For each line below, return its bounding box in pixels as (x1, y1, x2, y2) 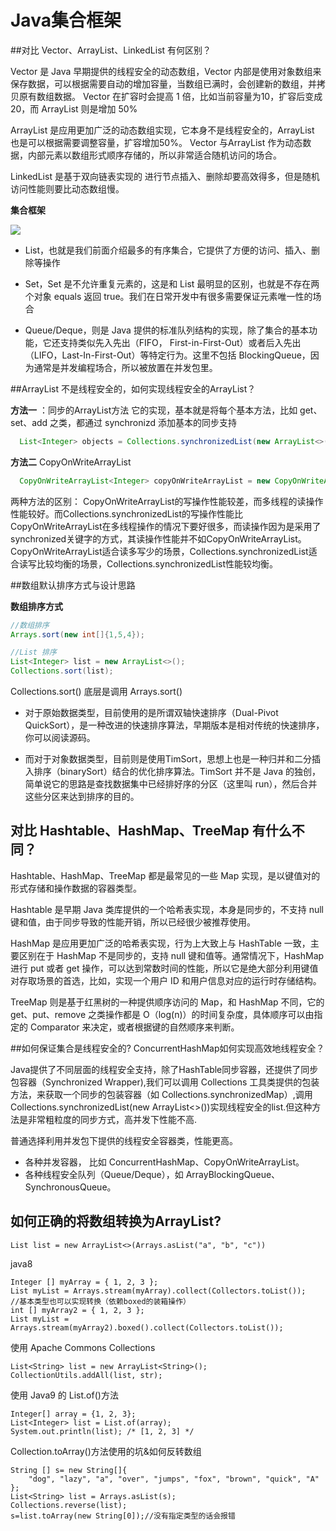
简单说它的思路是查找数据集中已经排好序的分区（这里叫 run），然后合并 (24, 778, 318, 790)
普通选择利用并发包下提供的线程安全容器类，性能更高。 (10, 1134, 238, 1146)
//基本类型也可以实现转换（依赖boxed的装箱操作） (10, 1296, 191, 1306)
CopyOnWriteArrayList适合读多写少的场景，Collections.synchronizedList (10, 545, 309, 557)
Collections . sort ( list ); (10, 666, 114, 676)
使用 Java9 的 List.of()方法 (10, 1389, 119, 1401)
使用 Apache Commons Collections (10, 1341, 156, 1353)
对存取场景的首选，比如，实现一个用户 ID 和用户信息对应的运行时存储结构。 (10, 974, 322, 986)
